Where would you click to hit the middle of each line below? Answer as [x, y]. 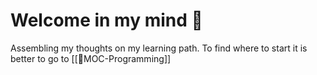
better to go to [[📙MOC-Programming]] [91, 58]
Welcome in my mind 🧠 [106, 20]
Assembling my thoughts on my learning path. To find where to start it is [159, 48]
